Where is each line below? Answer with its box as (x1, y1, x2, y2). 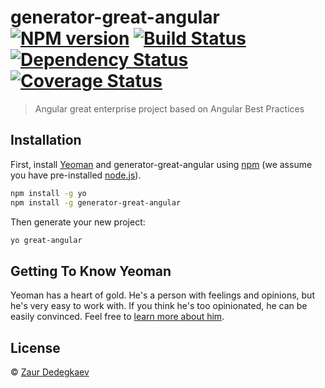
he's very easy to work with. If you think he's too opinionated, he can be (10, 300, 308, 312)
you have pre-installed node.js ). (10, 169, 142, 181)
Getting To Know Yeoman (10, 262, 172, 280)
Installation (10, 132, 82, 149)
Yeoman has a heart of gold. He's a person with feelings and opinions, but (10, 289, 315, 301)
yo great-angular (10, 235, 83, 245)
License (10, 339, 61, 356)
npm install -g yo (10, 188, 87, 198)
